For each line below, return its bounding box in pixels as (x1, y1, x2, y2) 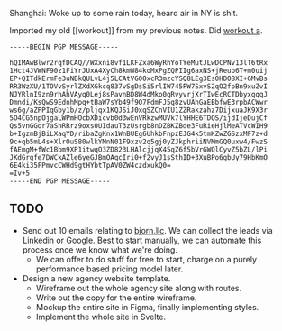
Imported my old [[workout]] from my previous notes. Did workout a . (9, 25, 263, 35)
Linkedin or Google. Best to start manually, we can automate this (22, 234, 262, 245)
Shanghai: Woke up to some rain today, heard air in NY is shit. (9, 8, 239, 18)
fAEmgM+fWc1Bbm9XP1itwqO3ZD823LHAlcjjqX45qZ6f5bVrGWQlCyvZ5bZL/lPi (9, 145, 268, 154)
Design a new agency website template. (22, 272, 171, 283)
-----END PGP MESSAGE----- (9, 177, 111, 186)
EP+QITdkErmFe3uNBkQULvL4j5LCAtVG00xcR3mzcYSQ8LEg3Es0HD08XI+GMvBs (9, 74, 268, 83)
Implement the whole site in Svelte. (35, 311, 167, 322)
